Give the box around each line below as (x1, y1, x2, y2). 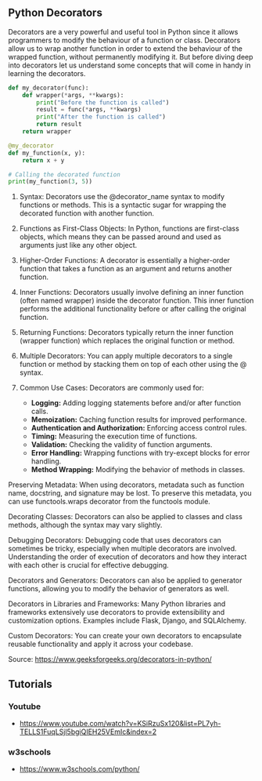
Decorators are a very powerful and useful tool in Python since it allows (8, 27, 239, 36)
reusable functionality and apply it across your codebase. (8, 639, 194, 649)
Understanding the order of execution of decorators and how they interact (8, 552, 247, 561)
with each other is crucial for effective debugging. (8, 561, 170, 570)
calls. (31, 407, 48, 416)
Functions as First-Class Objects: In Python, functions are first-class (19, 223, 240, 234)
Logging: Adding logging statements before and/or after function (31, 398, 242, 408)
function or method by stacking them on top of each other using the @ (19, 360, 247, 369)
